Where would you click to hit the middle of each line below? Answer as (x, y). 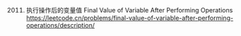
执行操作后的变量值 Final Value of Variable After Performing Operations (129, 10)
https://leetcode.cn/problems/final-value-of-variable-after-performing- (129, 18)
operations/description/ (60, 25)
